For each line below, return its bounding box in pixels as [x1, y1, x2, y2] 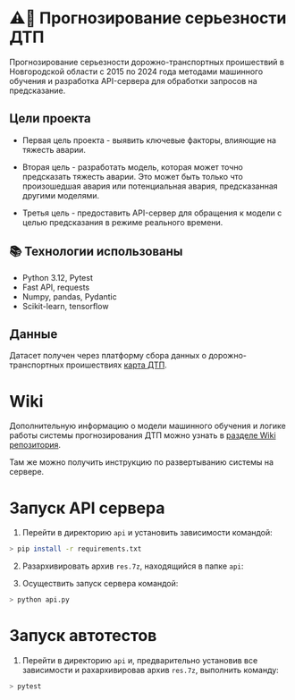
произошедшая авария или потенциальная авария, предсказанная [21, 181, 278, 191]
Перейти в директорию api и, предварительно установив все [21, 654, 258, 665]
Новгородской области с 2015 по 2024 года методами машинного [9, 66, 264, 77]
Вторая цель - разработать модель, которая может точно [21, 161, 244, 173]
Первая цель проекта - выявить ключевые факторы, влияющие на [21, 134, 277, 146]
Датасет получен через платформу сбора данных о [9, 350, 207, 361]
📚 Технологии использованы [9, 244, 183, 259]
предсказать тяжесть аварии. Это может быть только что [21, 171, 243, 181]
